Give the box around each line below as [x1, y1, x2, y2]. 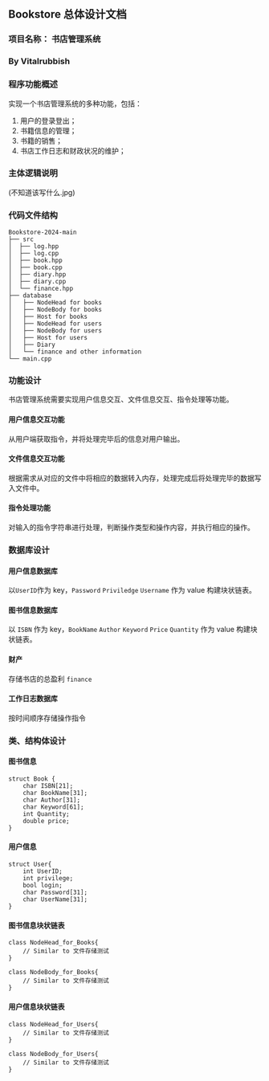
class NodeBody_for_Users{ [8, 1050, 99, 1058]
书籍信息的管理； [19, 125, 77, 135]
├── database [8, 292, 52, 300]
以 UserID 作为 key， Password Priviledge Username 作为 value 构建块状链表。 [8, 585, 257, 595]
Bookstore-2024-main [8, 228, 78, 237]
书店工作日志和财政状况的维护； [19, 145, 126, 155]
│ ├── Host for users [8, 334, 88, 342]
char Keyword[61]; [22, 802, 84, 811]
